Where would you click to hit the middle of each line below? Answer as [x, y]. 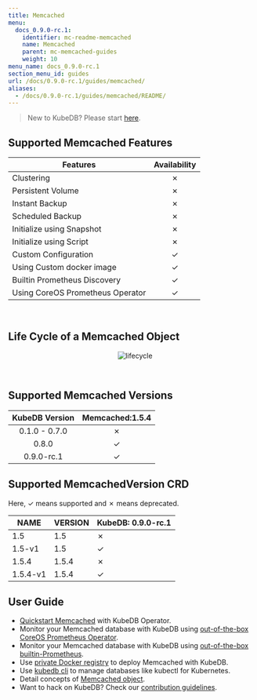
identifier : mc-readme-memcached [77, 37]
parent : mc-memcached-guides [70, 52]
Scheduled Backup [47, 217]
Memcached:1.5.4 [116, 417]
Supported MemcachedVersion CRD [99, 485]
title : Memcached [36, 15]
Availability [175, 165]
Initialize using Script [50, 242]
